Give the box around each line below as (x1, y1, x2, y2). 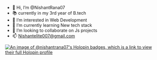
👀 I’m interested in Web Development (12, 17, 87, 23)
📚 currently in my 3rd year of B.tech (12, 10, 86, 16)
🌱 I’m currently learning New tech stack (12, 22, 92, 28)
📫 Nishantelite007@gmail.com (12, 33, 75, 39)
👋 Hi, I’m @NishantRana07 (12, 5, 65, 10)
